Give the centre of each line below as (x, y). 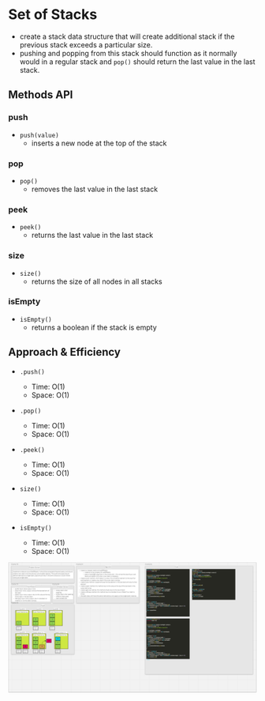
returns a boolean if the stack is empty (94, 327)
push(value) (39, 135)
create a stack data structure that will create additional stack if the (127, 36)
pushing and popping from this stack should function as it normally (128, 53)
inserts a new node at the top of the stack (99, 143)
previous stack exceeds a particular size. (86, 44)
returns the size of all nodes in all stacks (97, 281)
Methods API (41, 95)
